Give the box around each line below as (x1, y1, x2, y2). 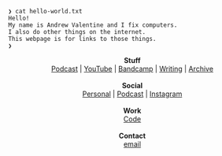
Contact (118, 131, 146, 140)
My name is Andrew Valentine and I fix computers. (8, 21, 178, 29)
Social (121, 81, 143, 90)
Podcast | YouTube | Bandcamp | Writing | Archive (50, 64, 214, 73)
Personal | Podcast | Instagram (82, 89, 183, 98)
